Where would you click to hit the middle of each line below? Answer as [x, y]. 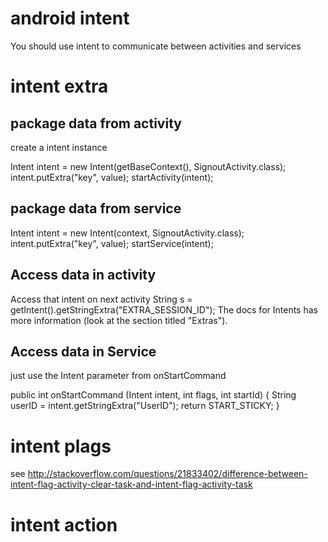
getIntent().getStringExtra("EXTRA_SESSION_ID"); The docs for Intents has [164, 309]
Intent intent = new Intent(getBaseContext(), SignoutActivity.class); [148, 166]
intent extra [59, 86]
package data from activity [96, 123]
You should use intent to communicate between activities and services [156, 46]
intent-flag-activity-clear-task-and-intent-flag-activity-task [131, 484]
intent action [64, 524]
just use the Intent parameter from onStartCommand [118, 376]
